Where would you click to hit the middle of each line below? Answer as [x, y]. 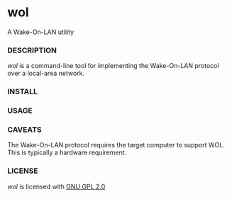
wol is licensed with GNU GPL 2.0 [56, 186]
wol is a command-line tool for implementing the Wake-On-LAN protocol [113, 66]
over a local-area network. [46, 73]
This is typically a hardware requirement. [67, 152]
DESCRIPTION [32, 50]
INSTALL [22, 91]
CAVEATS [25, 130]
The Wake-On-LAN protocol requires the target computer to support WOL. [116, 145]
